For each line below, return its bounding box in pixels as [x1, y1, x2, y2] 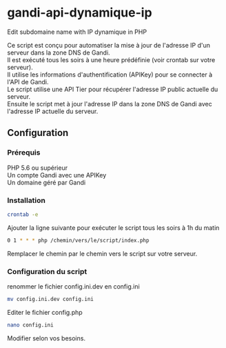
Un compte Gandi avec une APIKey [7, 171, 107, 179]
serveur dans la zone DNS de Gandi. [7, 48, 110, 57]
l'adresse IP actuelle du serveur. [7, 107, 99, 115]
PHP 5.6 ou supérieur [7, 164, 68, 172]
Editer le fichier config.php [7, 308, 83, 316]
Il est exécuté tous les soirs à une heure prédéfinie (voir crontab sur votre [7, 55, 216, 64]
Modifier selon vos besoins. [7, 333, 86, 342]
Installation [7, 195, 46, 205]
